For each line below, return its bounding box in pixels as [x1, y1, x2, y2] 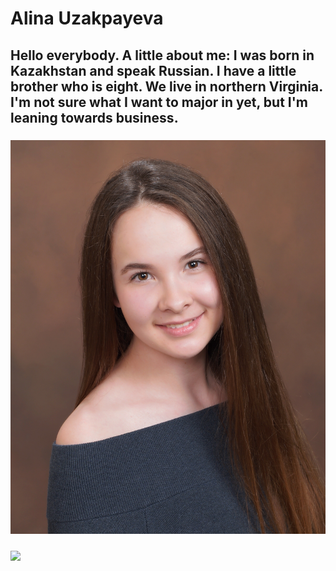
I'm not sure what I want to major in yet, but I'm [10, 93, 308, 111]
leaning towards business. [10, 109, 179, 126]
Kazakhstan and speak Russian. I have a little [10, 62, 297, 79]
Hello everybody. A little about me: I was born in [10, 47, 315, 64]
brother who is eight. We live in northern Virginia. [10, 78, 323, 95]
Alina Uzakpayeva [10, 7, 164, 30]
